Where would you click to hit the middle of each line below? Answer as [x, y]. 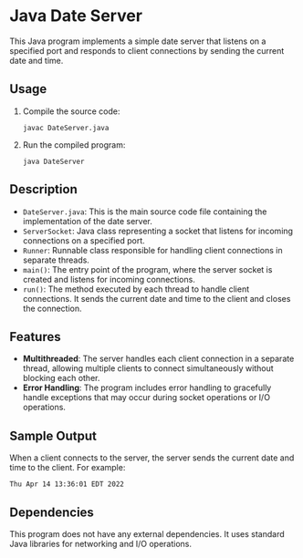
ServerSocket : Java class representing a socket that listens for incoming [158, 231]
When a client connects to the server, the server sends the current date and [152, 458]
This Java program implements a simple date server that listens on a [138, 41]
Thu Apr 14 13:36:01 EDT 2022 [67, 484]
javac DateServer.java [66, 128]
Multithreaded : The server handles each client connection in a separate [158, 359]
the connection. [52, 308]
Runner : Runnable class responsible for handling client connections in [152, 250]
